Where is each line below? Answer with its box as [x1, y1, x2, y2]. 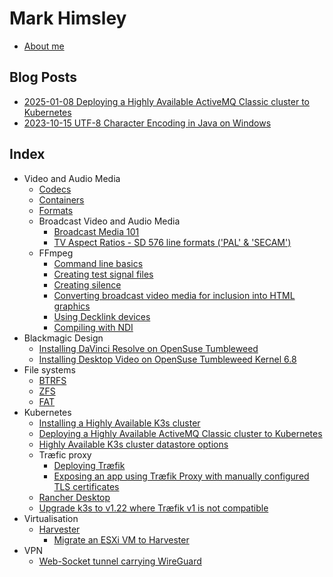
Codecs [38, 183, 72, 195]
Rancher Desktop [38, 491, 111, 503]
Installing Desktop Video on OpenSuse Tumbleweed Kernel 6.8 [38, 353, 297, 365]
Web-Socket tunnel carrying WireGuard [38, 555, 202, 567]
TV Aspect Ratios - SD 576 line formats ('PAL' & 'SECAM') [53, 236, 292, 248]
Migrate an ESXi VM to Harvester [53, 533, 190, 546]
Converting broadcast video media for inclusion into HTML [53, 289, 296, 301]
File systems [23, 363, 76, 376]
